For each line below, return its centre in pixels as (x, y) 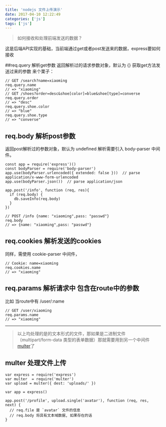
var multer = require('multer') (40, 379)
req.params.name (22, 315)
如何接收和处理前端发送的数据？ (50, 38)
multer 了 (26, 346)
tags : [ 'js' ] (19, 23)
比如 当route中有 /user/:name (35, 301)
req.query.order (22, 98)
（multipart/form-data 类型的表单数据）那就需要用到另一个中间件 (83, 340)
